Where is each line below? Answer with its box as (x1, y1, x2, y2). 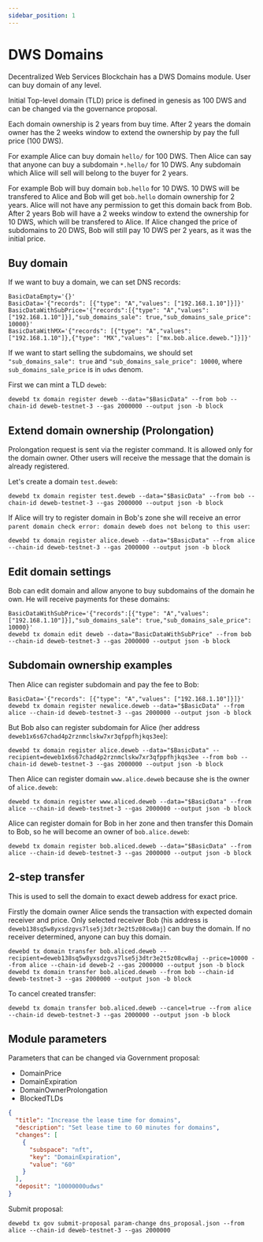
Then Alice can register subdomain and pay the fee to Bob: (8, 679, 199, 689)
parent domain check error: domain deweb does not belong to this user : (8, 521, 250, 531)
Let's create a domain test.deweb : (8, 477, 118, 487)
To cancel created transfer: (8, 988, 96, 998)
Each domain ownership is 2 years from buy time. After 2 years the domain (8, 119, 251, 129)
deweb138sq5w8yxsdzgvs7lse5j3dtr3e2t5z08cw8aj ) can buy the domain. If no (8, 924, 251, 933)
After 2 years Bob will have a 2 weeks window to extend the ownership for (8, 209, 250, 218)
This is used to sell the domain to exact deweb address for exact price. (8, 891, 238, 901)
